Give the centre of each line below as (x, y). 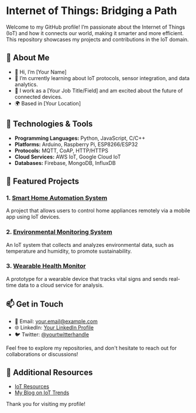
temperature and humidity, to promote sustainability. (69, 251)
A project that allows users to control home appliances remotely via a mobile (98, 211)
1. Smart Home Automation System (57, 198)
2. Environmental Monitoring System (59, 232)
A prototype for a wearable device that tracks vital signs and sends (87, 278)
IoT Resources (32, 387)
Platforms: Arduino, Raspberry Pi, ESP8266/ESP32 (76, 144)
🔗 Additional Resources (49, 373)
